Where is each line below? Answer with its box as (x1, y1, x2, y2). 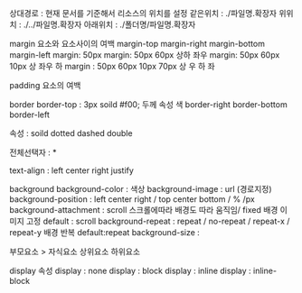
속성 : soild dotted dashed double (9, 128, 133, 138)
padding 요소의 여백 (9, 80, 81, 90)
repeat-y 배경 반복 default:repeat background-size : (9, 227, 201, 237)
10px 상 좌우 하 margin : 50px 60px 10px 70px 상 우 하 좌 (9, 61, 215, 71)
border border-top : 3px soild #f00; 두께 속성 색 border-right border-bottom (9, 99, 288, 110)
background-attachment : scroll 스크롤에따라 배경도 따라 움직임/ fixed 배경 (9, 205, 278, 215)
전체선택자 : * (9, 147, 57, 158)
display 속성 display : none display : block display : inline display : (9, 265, 251, 276)
